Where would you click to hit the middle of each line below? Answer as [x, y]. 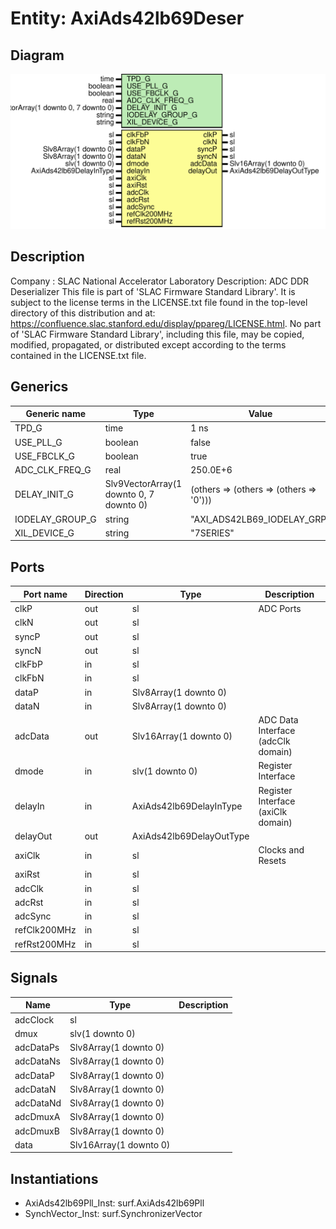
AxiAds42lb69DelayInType [187, 806]
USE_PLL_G [38, 442]
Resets [272, 860]
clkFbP [28, 664]
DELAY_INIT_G [44, 494]
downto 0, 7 [129, 494]
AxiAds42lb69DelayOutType [190, 836]
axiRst [27, 874]
